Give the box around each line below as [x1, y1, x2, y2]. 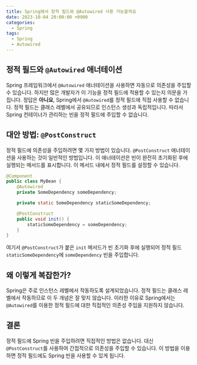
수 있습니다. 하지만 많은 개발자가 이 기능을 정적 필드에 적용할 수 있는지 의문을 [6, 89, 182, 96]
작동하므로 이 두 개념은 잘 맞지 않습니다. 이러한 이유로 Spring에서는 [21, 294, 176, 301]
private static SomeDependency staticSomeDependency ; [16, 200, 151, 206]
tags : [6, 31, 19, 36]
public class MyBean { [6, 178, 62, 184]
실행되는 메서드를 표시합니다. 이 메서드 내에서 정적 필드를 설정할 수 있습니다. [6, 161, 181, 168]
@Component [6, 173, 33, 179]
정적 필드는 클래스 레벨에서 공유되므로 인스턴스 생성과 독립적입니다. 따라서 [14, 104, 183, 111]
